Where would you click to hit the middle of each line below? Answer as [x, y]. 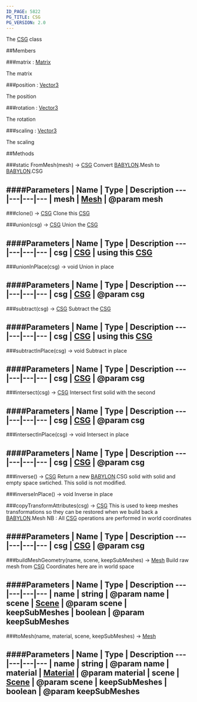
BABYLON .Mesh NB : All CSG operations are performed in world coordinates [99, 518]
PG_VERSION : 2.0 [26, 22]
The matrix [19, 74]
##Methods [20, 153]
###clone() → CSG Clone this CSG [48, 214]
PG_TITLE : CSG [24, 17]
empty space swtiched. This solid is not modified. [66, 483]
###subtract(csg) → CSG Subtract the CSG [59, 309]
